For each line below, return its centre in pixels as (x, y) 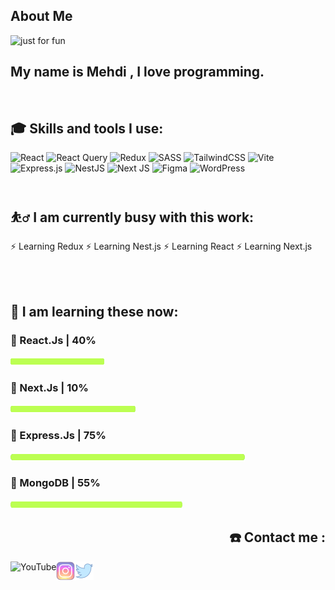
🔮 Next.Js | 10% (49, 387)
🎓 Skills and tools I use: (87, 129)
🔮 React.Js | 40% (53, 340)
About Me (41, 16)
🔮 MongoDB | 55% (55, 483)
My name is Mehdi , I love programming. (137, 72)
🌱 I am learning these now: (94, 311)
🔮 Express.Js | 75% (58, 436)
